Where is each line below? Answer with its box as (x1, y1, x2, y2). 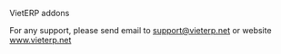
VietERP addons (9, 8, 70, 18)
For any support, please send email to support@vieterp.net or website (9, 25, 272, 35)
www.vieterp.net (9, 35, 72, 45)
